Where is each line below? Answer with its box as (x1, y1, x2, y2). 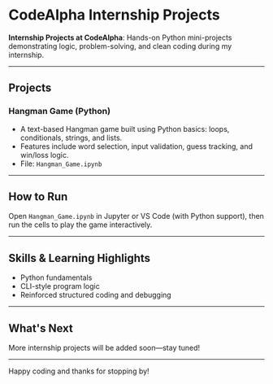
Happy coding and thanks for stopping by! (8, 366, 149, 376)
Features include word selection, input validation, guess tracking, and (19, 141, 253, 151)
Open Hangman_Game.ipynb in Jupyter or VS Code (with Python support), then (8, 212, 264, 221)
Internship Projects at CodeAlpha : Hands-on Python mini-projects (8, 33, 232, 42)
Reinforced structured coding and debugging (19, 290, 172, 300)
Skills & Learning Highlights (8, 251, 151, 265)
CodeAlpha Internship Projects (8, 6, 221, 24)
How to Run (8, 190, 68, 204)
